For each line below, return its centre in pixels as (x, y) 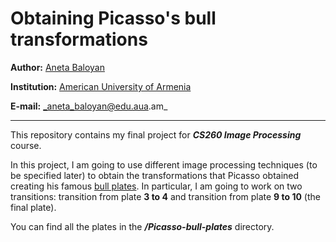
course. (26, 145)
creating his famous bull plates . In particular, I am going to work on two (156, 186)
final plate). (33, 207)
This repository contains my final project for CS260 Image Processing (156, 134)
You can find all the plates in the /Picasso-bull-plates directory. (142, 226)
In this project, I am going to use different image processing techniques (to (164, 164)
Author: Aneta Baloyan (57, 67)
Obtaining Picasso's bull (113, 18)
